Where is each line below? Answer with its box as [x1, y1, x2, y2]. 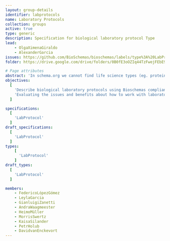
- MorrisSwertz [14, 214, 47, 219]
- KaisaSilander [14, 219, 49, 224]
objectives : [5, 78, 30, 83]
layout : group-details [5, 7, 53, 13]
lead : [5, 41, 17, 46]
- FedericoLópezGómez [14, 191, 60, 196]
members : [5, 186, 24, 191]
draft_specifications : [5, 125, 53, 130]
